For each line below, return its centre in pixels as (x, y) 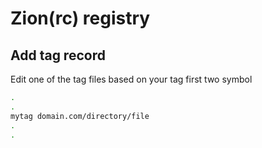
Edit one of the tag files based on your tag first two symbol (131, 79)
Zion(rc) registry (80, 18)
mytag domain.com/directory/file (80, 116)
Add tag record (58, 55)
